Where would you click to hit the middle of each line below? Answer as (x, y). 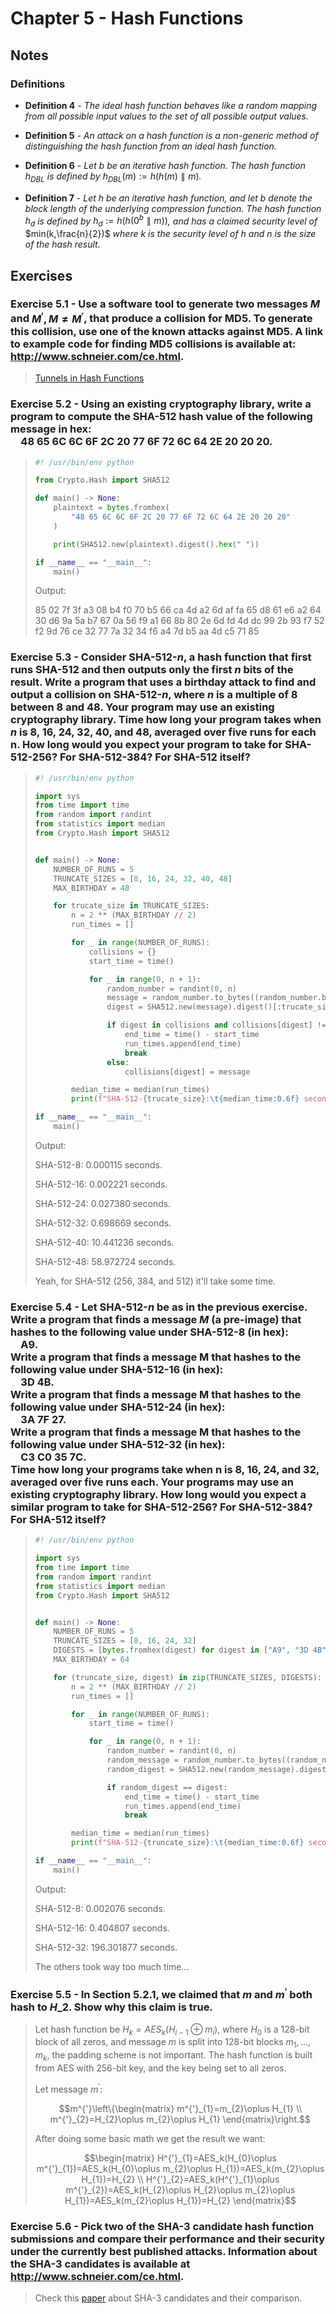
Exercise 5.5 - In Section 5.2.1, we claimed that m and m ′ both (161, 1993)
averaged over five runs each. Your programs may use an (152, 1482)
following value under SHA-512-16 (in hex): (117, 1369)
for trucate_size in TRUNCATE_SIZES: (132, 906)
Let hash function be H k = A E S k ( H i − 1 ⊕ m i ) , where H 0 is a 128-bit (172, 2030)
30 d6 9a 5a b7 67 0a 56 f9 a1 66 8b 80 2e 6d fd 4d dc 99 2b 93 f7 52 (179, 621)
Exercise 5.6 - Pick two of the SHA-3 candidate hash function (162, 2226)
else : (118, 1062)
